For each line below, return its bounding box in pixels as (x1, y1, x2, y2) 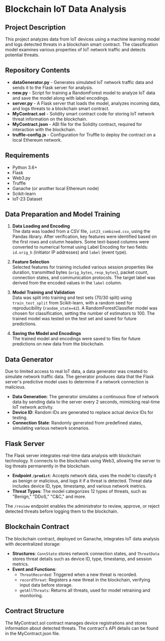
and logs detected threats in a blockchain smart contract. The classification (5, 41, 158, 47)
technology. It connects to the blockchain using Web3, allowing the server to (5, 458, 161, 464)
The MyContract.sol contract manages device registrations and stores (5, 620, 148, 626)
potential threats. (5, 52, 39, 58)
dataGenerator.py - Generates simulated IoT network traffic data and (12, 79, 154, 85)
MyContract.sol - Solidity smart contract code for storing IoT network (12, 111, 155, 116)
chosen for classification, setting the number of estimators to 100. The (12, 310, 155, 316)
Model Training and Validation (12, 290, 75, 296)
